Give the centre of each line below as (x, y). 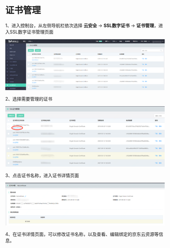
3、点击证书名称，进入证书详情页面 (42, 175)
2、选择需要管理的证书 (29, 99)
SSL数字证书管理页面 (31, 32)
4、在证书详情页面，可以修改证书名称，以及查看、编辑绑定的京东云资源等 (82, 234)
